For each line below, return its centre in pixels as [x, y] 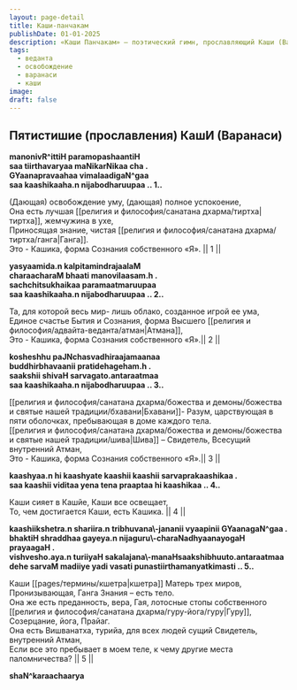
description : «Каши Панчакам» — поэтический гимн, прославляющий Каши [142, 42]
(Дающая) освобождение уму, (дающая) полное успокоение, [125, 202]
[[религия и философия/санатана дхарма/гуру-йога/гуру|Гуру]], [130, 612]
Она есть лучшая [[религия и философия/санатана [105, 211]
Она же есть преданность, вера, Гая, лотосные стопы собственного [138, 602]
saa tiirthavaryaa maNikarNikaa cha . [79, 166]
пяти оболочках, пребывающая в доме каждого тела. [110, 421]
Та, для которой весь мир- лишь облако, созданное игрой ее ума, [134, 311]
